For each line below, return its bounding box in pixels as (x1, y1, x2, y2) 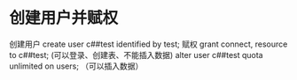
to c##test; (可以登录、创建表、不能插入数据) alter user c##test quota (9, 49, 263, 60)
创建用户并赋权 (9, 8, 119, 28)
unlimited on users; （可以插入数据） (9, 61, 144, 71)
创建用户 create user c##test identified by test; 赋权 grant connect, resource (9, 39, 288, 49)
